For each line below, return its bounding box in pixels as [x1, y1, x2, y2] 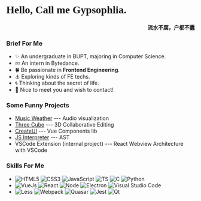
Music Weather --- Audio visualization [14, 115, 109, 122]
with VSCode [14, 146, 48, 154]
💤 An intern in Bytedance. [14, 59, 80, 67]
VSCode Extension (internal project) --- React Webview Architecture [14, 140, 184, 148]
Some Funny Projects [6, 101, 70, 109]
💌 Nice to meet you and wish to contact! [14, 86, 114, 94]
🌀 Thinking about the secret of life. [14, 79, 100, 87]
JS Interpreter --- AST [14, 134, 70, 141]
